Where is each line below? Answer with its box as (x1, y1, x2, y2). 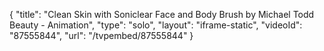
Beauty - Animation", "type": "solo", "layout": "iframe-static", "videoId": (9, 19, 303, 31)
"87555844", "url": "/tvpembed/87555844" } (9, 30, 194, 41)
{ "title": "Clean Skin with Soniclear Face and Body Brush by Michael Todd (9, 9, 315, 20)
